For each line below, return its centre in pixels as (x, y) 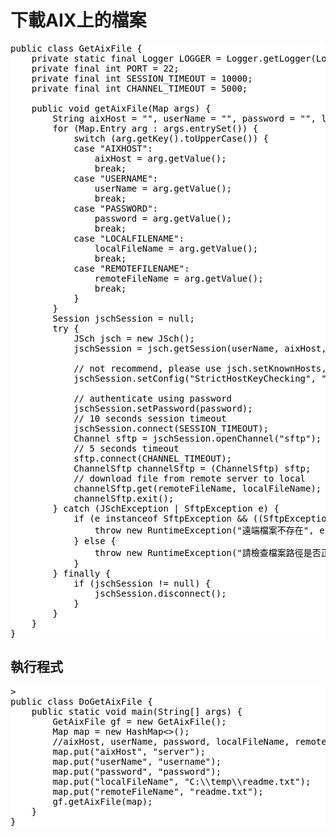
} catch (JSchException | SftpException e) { (166, 508)
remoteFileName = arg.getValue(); (179, 278)
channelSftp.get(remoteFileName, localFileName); (197, 488)
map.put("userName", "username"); (137, 761)
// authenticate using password (153, 398)
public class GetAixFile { (76, 48)
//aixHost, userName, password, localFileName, (171, 741)
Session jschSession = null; (124, 318)
